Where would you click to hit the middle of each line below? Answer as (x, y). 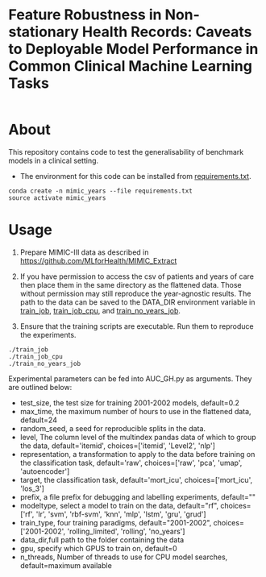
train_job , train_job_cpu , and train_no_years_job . (100, 310)
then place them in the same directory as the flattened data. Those (131, 284)
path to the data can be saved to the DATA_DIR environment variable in (137, 302)
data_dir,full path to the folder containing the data (102, 540)
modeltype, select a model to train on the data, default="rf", (119, 505)
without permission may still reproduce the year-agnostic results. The (135, 293)
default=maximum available (66, 565)
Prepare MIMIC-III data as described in (84, 252)
